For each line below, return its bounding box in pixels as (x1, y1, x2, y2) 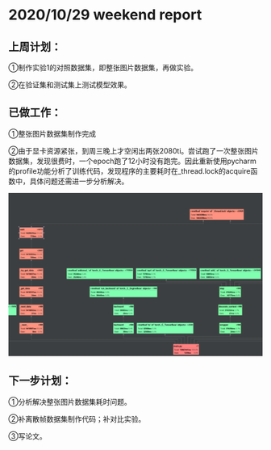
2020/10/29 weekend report (8, 6, 202, 24)
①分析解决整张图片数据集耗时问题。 (8, 397, 131, 406)
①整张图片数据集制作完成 (8, 128, 97, 138)
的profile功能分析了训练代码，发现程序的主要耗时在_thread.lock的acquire (8, 166, 251, 175)
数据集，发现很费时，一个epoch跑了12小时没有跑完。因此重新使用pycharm (8, 156, 256, 166)
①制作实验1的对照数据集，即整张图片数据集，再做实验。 (8, 63, 198, 72)
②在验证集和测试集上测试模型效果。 (8, 80, 131, 90)
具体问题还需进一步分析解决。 (29, 176, 129, 186)
